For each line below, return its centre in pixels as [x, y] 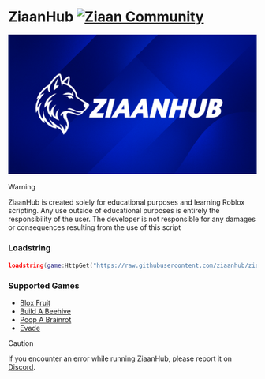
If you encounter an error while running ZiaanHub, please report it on [120, 358]
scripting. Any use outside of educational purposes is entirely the [114, 211]
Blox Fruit [35, 302]
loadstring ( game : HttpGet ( [50, 265]
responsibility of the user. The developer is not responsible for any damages [132, 219]
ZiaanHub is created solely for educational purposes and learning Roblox [127, 202]
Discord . [22, 366]
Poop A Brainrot [45, 319]
